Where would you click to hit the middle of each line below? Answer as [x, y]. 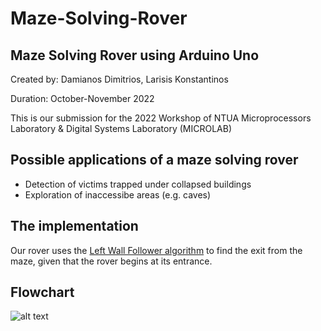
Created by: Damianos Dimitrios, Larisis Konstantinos [119, 79]
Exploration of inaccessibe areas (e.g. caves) [118, 194]
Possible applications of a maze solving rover [154, 160]
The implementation [74, 226]
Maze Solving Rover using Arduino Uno [135, 55]
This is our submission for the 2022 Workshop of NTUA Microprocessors [161, 118]
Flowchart [42, 292]
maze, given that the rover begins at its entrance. [111, 261]
